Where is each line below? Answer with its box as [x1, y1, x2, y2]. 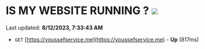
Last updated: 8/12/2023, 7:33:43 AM [6, 24, 103, 31]
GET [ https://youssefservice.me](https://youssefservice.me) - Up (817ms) [14, 36, 199, 43]
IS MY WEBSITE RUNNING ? [6, 4, 150, 18]
